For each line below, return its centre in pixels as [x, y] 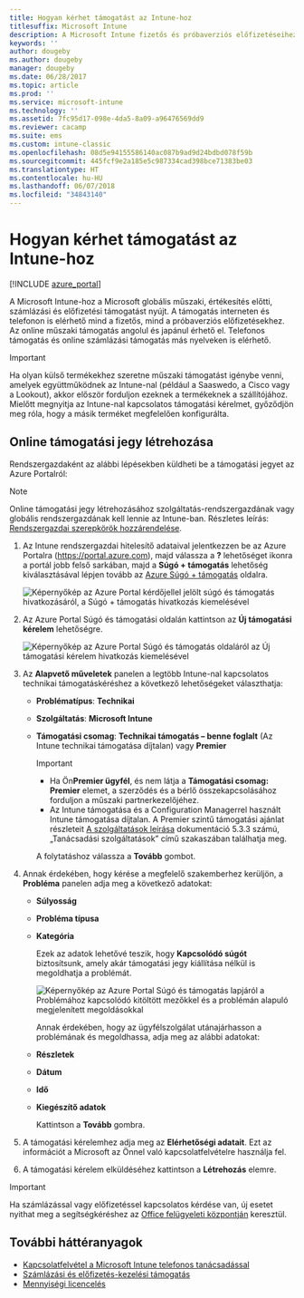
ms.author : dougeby [46, 60]
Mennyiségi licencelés [64, 1283]
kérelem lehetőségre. [62, 629]
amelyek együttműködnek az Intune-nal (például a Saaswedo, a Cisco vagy [150, 384]
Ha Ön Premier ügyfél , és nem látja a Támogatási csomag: [159, 780]
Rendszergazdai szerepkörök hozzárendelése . [96, 528]
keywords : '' [34, 43]
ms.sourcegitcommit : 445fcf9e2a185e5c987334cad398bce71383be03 [131, 161]
